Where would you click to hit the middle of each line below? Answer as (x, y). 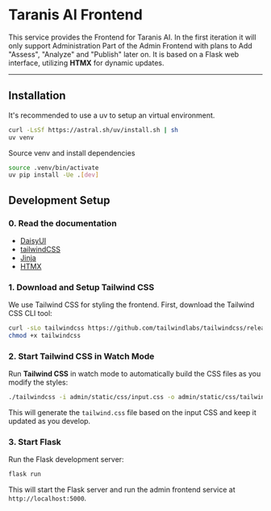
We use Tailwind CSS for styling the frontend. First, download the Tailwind (131, 305)
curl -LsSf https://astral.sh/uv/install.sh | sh (94, 130)
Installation (37, 96)
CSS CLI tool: (30, 314)
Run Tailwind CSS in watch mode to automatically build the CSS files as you (135, 374)
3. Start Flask (35, 442)
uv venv (21, 137)
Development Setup (59, 200)
